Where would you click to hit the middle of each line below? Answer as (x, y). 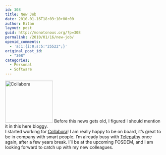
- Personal (21, 65)
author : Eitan (20, 23)
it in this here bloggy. (27, 126)
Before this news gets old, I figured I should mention (107, 121)
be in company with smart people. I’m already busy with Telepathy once (79, 137)
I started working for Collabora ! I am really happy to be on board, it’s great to (83, 132)
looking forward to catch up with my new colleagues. (59, 147)
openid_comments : (23, 42)
